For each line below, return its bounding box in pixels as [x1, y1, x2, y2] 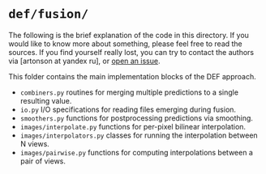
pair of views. [19, 156, 66, 166]
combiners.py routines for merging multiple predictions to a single [19, 87, 239, 97]
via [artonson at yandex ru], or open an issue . [8, 56, 161, 66]
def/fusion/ [8, 6, 89, 22]
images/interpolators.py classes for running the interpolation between [19, 130, 258, 140]
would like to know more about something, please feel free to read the [8, 39, 243, 49]
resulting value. [19, 95, 72, 105]
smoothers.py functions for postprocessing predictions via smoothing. [19, 112, 254, 123]
